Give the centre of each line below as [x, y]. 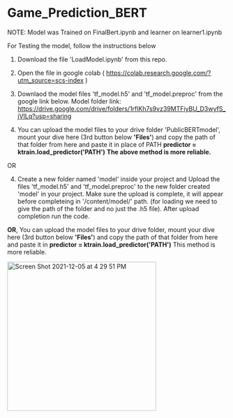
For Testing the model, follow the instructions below [82, 45]
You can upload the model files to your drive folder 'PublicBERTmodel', [119, 129]
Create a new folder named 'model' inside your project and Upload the [119, 179]
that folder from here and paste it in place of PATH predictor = [107, 144]
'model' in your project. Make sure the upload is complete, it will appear [120, 194]
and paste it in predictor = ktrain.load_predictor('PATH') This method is [111, 244]
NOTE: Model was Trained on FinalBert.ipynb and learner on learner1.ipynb [115, 32]
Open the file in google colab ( [61, 73]
